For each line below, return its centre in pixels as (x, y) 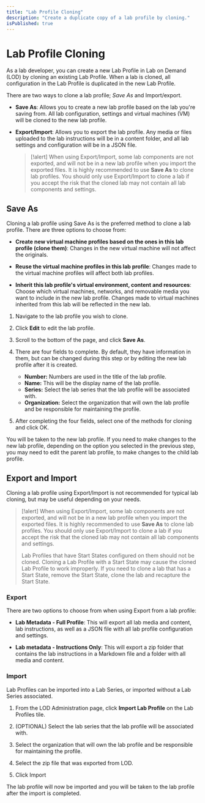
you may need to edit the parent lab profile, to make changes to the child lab (102, 453)
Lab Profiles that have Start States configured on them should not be (108, 555)
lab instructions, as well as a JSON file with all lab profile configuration (104, 629)
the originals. (32, 255)
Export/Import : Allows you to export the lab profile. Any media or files (103, 132)
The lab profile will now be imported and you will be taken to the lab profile (100, 786)
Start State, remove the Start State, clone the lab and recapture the (106, 575)
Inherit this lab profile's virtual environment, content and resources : (103, 285)
